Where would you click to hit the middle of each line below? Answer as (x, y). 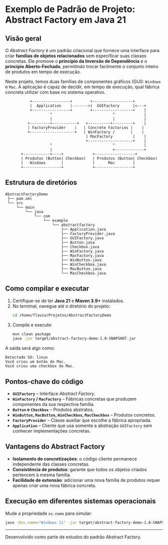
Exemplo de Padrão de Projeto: (70, 9)
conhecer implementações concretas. (51, 431)
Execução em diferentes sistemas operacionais (80, 501)
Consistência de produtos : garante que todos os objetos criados (79, 469)
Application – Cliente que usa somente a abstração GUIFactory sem (82, 426)
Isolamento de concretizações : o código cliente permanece (75, 459)
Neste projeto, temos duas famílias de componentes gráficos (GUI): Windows (83, 82)
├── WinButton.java (81, 260)
